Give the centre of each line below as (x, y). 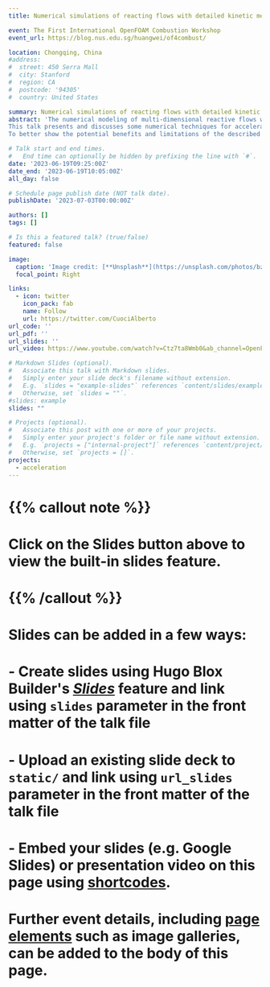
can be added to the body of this (119, 953)
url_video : (27, 349)
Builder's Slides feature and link (117, 689)
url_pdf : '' (28, 334)
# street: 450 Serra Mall (53, 68)
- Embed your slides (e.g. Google (120, 848)
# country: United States (53, 97)
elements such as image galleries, (125, 936)
